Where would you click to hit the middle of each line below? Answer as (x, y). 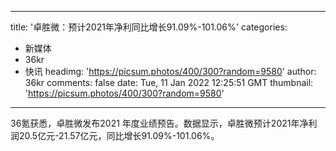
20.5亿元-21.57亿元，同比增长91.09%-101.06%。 (119, 135)
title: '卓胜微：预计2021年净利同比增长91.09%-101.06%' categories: (149, 27)
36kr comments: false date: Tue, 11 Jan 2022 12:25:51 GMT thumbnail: (169, 82)
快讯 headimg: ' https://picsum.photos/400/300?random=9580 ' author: (170, 71)
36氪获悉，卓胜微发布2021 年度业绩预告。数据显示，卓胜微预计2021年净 (159, 123)
